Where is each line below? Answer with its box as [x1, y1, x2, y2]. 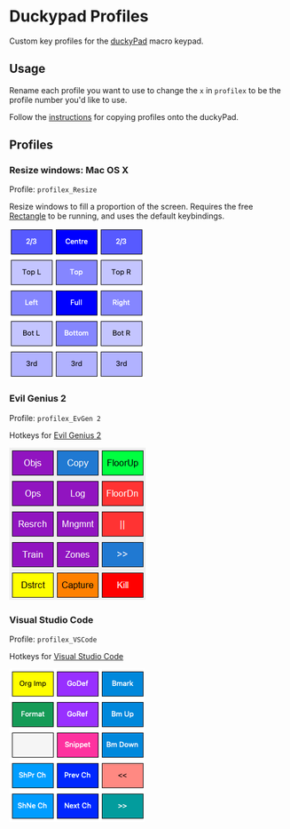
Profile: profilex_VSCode [9, 634, 98, 645]
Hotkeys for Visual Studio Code [9, 651, 124, 662]
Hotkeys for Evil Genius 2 [9, 429, 102, 441]
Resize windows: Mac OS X [9, 164, 129, 177]
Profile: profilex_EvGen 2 [9, 412, 102, 423]
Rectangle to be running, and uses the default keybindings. [9, 211, 224, 221]
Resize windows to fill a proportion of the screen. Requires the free [9, 202, 254, 212]
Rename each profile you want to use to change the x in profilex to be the [9, 84, 281, 95]
